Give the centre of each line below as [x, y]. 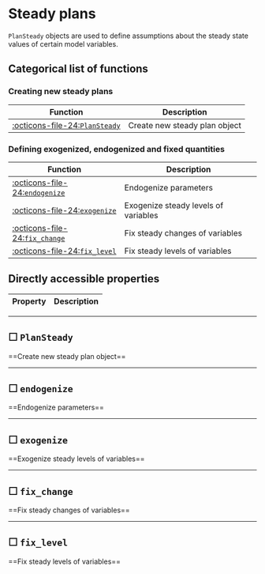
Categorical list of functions [78, 69]
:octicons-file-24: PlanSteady [66, 125]
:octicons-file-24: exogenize [64, 210]
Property [29, 301]
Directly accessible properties [84, 279]
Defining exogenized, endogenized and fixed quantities [116, 149]
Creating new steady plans [61, 92]
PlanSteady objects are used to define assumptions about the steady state [128, 36]
